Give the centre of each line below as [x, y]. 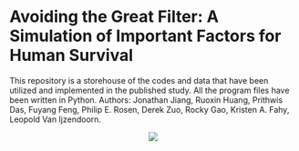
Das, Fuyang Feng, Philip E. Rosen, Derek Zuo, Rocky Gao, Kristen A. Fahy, [149, 109]
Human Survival [72, 55]
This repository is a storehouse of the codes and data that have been [139, 80]
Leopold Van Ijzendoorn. [56, 119]
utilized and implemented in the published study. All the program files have [149, 90]
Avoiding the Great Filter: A [114, 17]
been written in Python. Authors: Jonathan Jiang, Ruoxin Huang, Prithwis [146, 100]
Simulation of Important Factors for [145, 36]
